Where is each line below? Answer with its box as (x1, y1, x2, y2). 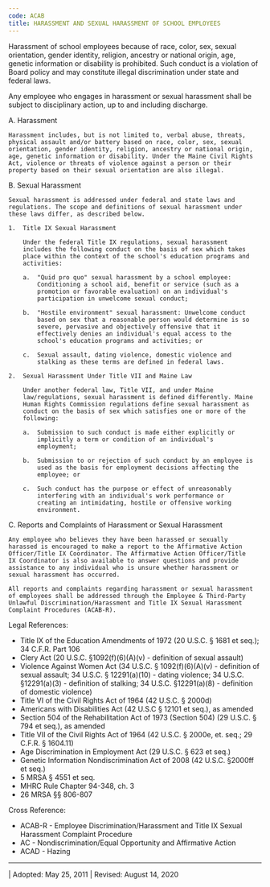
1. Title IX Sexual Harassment (8, 224, 117, 232)
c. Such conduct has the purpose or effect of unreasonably (22, 485, 231, 493)
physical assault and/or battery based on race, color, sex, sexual (8, 138, 243, 146)
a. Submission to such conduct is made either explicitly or (22, 428, 235, 436)
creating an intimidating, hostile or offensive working (37, 498, 231, 507)
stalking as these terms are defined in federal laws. (37, 357, 225, 366)
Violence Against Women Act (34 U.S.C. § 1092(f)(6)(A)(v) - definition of (19, 661, 260, 670)
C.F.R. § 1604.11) (19, 738, 74, 748)
